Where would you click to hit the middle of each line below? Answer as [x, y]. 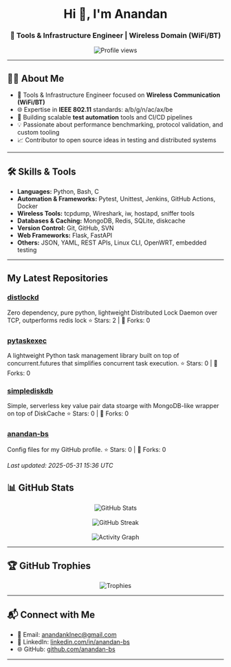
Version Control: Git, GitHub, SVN [66, 228]
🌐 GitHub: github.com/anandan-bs [66, 649]
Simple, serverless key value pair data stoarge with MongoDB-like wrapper [113, 406]
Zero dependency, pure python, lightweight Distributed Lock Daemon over [112, 313]
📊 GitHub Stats [41, 488]
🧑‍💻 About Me [36, 78]
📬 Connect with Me [51, 614]
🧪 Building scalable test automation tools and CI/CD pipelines [104, 117]
